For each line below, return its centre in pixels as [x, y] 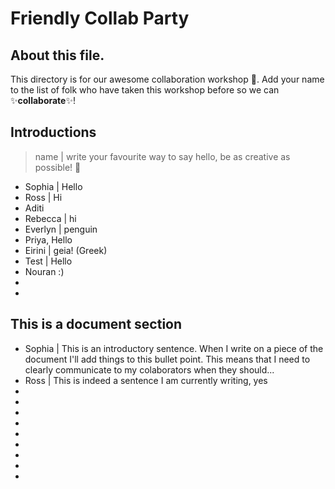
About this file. [57, 55]
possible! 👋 [58, 167]
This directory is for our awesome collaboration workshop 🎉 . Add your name [167, 79]
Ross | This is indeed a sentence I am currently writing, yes [146, 380]
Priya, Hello [48, 239]
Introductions [53, 132]
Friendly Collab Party [100, 18]
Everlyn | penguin [61, 229]
